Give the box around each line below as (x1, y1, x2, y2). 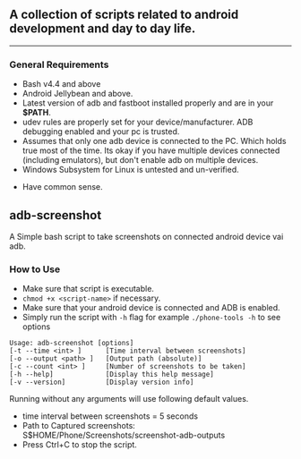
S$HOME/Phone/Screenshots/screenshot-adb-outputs (21, 429, 226, 441)
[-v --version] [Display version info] (9, 378, 194, 387)
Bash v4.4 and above (21, 79, 101, 89)
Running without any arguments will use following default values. (9, 394, 249, 404)
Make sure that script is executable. (21, 284, 155, 294)
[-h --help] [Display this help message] (9, 370, 215, 379)
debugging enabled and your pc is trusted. (21, 126, 180, 137)
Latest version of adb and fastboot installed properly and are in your (21, 98, 274, 108)
